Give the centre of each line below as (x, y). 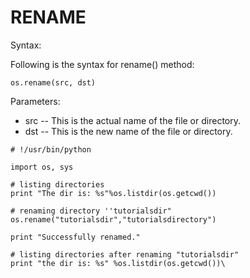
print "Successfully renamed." (75, 237)
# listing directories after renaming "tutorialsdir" (125, 254)
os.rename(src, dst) (53, 82)
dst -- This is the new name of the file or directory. (128, 131)
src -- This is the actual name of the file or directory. (132, 120)
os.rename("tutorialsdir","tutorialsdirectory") (113, 219)
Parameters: (35, 101)
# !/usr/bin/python (51, 149)
